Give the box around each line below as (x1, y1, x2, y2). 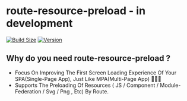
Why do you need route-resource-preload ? (6, 53, 171, 63)
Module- (160, 82, 181, 89)
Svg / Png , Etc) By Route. (46, 87, 109, 95)
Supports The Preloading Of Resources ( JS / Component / (14, 82, 159, 89)
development (6, 17, 73, 30)
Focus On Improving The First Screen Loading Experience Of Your (14, 69, 177, 76)
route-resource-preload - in (6, 4, 146, 18)
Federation (14, 87, 42, 95)
